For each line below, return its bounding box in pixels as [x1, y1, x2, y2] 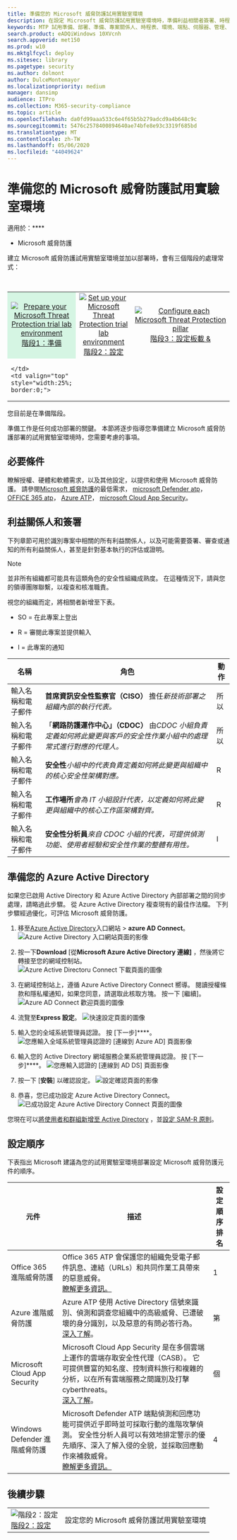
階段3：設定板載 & [150, 333, 212, 343]
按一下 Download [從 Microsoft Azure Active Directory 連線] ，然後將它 [17, 948, 224, 956]
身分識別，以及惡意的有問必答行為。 [76, 1318, 197, 1328]
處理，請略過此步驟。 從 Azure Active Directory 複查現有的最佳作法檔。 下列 [7, 900, 229, 909]
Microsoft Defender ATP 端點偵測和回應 [62, 1409, 194, 1419]
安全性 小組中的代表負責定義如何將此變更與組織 [44, 760, 201, 770]
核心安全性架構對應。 [51, 771, 123, 781]
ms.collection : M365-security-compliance [7, 103, 131, 110]
